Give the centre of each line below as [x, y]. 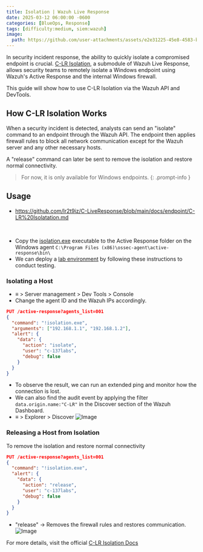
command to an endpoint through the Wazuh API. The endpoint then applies [101, 134]
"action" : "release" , [50, 485]
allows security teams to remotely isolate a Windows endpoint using [91, 70]
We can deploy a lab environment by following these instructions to [99, 259]
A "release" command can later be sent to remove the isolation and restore [99, 159]
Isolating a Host [30, 281]
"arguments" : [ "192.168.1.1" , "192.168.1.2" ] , [71, 328]
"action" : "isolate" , [50, 345]
